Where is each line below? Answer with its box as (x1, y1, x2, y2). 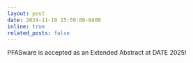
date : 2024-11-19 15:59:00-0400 (7, 17, 101, 24)
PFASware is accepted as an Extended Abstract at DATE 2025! (7, 48, 187, 57)
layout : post (7, 10, 45, 17)
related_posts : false (7, 29, 70, 37)
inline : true (7, 23, 45, 30)
